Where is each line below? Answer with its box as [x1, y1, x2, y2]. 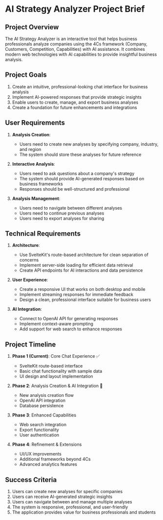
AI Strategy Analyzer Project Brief [5, 3, 145, 15]
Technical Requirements [5, 230, 81, 238]
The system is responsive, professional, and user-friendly [12, 504, 128, 510]
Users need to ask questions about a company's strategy [19, 170, 135, 176]
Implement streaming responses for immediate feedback [19, 292, 134, 298]
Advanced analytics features [19, 461, 77, 467]
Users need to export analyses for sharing [19, 215, 104, 221]
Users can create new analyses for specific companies [12, 489, 123, 495]
